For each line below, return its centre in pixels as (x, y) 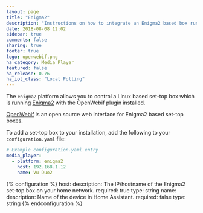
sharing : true (24, 46)
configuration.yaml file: (36, 139)
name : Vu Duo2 (35, 173)
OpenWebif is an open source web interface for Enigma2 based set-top (95, 115)
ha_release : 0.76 (28, 74)
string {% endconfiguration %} (44, 203)
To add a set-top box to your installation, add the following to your (88, 133)
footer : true (23, 51)
